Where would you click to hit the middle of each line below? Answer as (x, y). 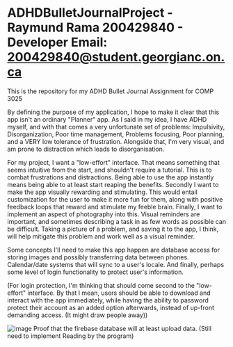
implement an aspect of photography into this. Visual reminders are (104, 214)
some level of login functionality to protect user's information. (96, 272)
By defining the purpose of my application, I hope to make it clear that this (113, 112)
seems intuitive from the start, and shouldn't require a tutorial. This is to (110, 170)
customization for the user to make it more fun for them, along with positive (115, 199)
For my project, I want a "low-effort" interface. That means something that (114, 162)
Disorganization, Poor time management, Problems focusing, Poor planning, (116, 134)
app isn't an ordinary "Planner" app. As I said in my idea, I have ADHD (107, 119)
